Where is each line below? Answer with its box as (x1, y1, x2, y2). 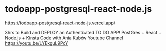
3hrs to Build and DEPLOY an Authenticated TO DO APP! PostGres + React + (5, 29, 162, 35)
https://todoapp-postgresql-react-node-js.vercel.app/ (5, 20, 116, 26)
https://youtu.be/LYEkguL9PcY (5, 40, 68, 46)
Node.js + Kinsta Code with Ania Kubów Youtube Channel (5, 35, 123, 41)
